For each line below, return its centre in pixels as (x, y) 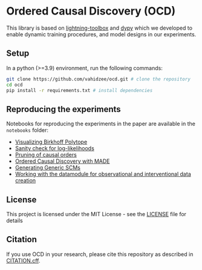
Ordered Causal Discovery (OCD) (91, 11)
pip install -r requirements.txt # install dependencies (80, 90)
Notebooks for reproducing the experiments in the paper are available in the (101, 124)
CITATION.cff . (23, 260)
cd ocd (15, 85)
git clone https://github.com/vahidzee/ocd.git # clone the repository (98, 79)
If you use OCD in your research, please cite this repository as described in (100, 254)
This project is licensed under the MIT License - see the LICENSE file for (96, 214)
